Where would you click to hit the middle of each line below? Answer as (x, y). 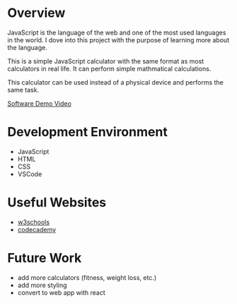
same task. (23, 90)
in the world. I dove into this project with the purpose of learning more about (118, 39)
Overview (36, 13)
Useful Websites (57, 203)
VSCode (30, 174)
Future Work (45, 258)
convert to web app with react (62, 292)
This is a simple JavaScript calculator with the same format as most (106, 61)
